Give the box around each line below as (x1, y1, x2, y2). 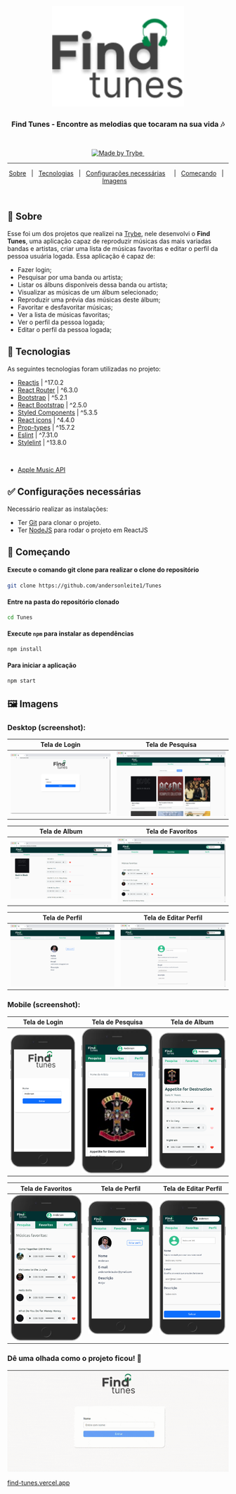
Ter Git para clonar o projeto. (17, 518, 102, 526)
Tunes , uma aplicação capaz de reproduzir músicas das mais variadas (7, 237, 212, 245)
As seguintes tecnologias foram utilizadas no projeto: (7, 364, 162, 373)
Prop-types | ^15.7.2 (17, 423, 75, 431)
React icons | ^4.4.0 (17, 415, 75, 424)
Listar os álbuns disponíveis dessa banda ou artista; (17, 280, 168, 289)
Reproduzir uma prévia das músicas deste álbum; (17, 295, 161, 304)
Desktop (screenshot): (7, 722, 86, 732)
